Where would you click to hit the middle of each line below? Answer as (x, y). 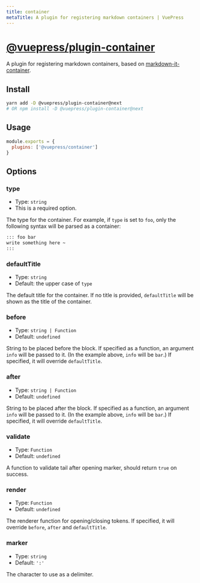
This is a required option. (46, 208)
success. (17, 474)
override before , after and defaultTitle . (57, 528)
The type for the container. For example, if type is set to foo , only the (91, 220)
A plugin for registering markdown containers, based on (75, 64)
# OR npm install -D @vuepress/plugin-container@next (75, 109)
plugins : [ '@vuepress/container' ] (55, 147)
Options (22, 172)
